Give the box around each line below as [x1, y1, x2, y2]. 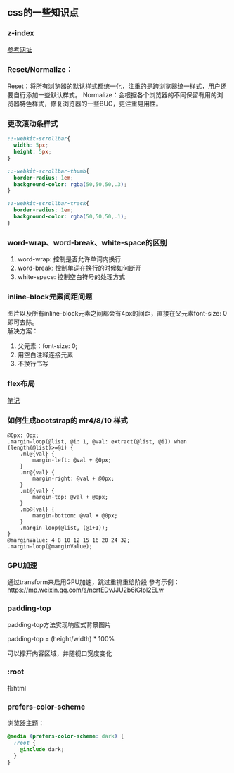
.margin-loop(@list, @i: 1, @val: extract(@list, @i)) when [7, 438, 188, 445]
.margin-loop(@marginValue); [7, 543, 93, 550]
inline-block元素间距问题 [7, 292, 93, 302]
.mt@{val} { [20, 487, 55, 495]
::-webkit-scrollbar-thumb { [7, 168, 90, 175]
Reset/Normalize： [7, 64, 74, 74]
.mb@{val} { [20, 506, 55, 513]
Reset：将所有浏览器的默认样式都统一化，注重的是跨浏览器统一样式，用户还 [7, 82, 227, 90]
